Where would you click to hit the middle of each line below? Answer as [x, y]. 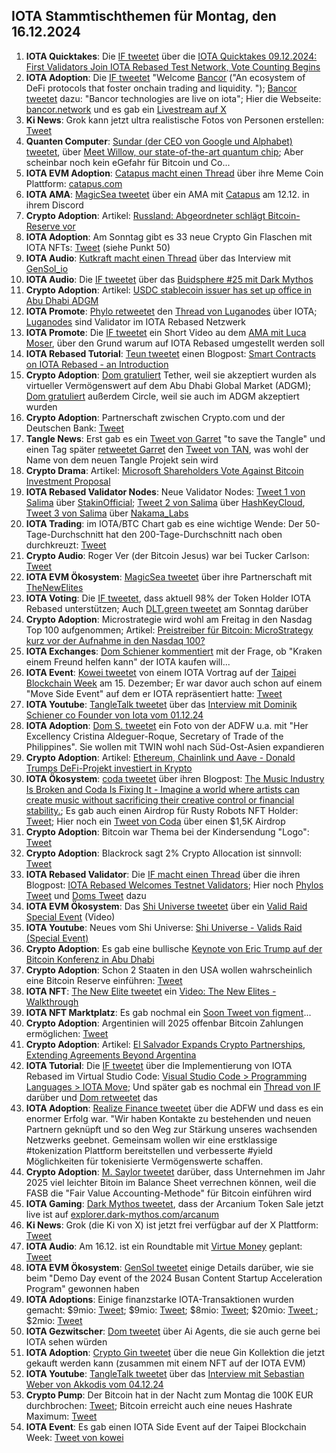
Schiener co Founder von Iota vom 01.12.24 [114, 715]
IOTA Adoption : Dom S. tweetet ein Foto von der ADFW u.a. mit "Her [167, 725]
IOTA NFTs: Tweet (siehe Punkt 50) [98, 247]
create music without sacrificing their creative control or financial [160, 800]
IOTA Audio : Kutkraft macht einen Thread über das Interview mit [158, 258]
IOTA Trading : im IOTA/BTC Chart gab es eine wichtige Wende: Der [164, 523]
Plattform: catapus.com [74, 183]
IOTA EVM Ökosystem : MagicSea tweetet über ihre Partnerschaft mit [169, 576]
